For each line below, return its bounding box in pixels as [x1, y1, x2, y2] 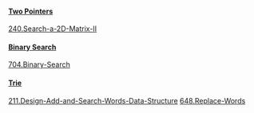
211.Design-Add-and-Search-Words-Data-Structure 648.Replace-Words [8, 95, 246, 105]
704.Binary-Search [8, 60, 70, 69]
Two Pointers [8, 6, 54, 16]
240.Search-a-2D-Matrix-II [8, 24, 97, 33]
